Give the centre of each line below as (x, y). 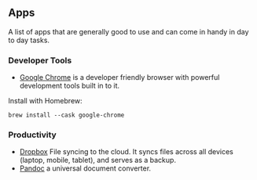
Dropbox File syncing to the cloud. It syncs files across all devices (126, 152)
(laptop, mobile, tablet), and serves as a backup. (98, 160)
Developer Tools (40, 60)
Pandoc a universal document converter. (85, 168)
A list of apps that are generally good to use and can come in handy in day (128, 31)
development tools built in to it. (70, 86)
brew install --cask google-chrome (66, 115)
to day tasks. (29, 40)
